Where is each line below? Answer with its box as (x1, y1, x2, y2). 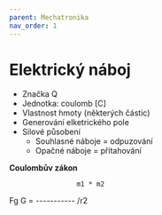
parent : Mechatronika (9, 12, 89, 22)
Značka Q (21, 89, 58, 100)
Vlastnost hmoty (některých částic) (21, 107, 150, 118)
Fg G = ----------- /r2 (9, 195, 89, 206)
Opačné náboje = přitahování (35, 146, 142, 156)
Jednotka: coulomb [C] (21, 99, 106, 109)
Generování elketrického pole (21, 117, 130, 128)
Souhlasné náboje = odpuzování (35, 136, 153, 147)
